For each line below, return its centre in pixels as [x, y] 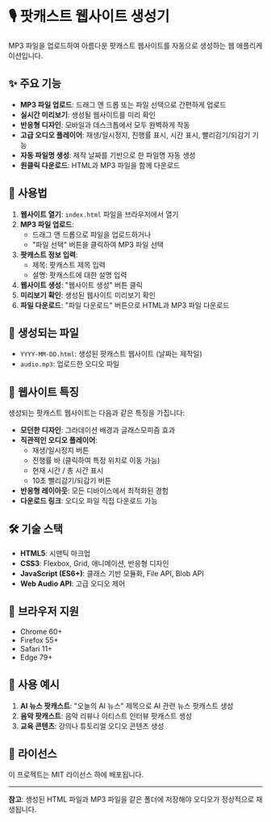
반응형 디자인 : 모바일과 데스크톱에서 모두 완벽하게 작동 [105, 124]
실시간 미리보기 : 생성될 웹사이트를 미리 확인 [88, 115]
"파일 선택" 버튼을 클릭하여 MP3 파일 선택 [98, 244]
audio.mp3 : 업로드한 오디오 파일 [69, 364]
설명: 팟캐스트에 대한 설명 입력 [79, 275]
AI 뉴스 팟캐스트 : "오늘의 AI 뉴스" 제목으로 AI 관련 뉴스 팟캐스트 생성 [127, 706]
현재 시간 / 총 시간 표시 [68, 470]
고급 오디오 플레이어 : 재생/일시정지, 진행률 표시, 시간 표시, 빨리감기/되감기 [135, 135]
